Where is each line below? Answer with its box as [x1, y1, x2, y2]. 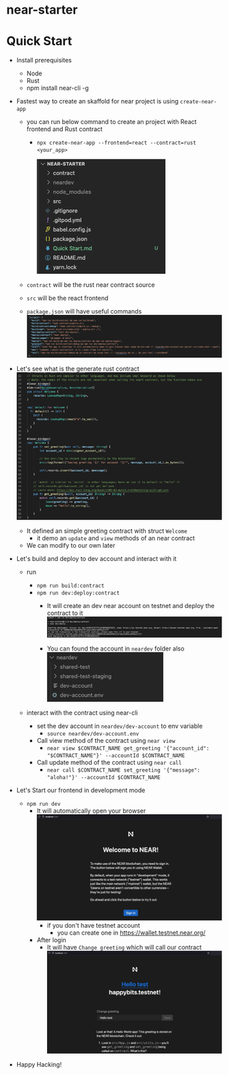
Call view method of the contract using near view [36, 736, 176, 744]
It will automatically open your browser [36, 807, 146, 815]
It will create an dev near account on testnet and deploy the [46, 601, 215, 609]
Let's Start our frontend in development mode [16, 786, 146, 794]
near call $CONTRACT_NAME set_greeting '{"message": [46, 766, 201, 774]
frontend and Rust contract [26, 125, 103, 134]
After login [36, 935, 66, 944]
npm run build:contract [36, 582, 105, 589]
